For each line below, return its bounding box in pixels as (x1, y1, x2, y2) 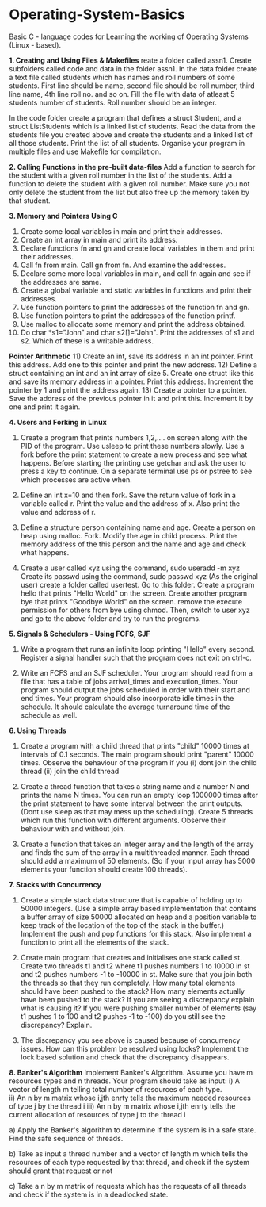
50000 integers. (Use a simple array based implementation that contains (20, 903, 257, 913)
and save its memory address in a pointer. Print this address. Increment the (9, 377, 254, 386)
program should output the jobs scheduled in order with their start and (20, 684, 250, 695)
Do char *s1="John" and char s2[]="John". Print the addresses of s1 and (20, 328, 255, 337)
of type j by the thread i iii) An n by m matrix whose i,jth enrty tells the (9, 1101, 236, 1111)
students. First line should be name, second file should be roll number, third (9, 81, 256, 90)
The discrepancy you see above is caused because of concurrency (20, 1035, 241, 1044)
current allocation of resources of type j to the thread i (9, 1109, 186, 1119)
